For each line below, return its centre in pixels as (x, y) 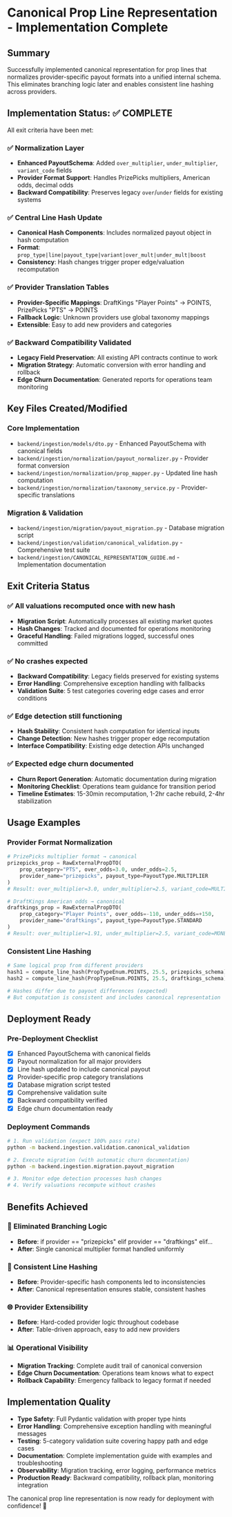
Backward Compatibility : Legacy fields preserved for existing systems (118, 676)
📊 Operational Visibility (48, 1348)
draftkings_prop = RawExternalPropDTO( (65, 908)
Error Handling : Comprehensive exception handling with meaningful (114, 1426)
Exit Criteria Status (48, 586)
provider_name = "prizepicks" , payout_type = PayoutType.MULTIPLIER (114, 876)
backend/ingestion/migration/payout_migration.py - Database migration (121, 528)
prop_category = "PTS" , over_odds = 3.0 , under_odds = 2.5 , (98, 870)
